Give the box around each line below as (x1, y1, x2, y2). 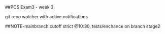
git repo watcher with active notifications (5, 14, 88, 19)
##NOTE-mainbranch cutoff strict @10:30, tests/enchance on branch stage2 (5, 23, 161, 29)
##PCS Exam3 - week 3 (5, 4, 54, 10)
